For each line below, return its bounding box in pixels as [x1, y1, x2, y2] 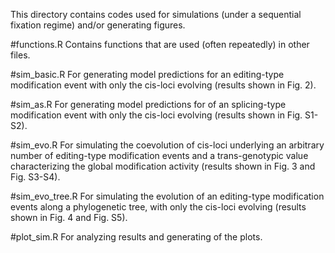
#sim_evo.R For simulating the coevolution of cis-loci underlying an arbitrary [10, 139, 325, 151]
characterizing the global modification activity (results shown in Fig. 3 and [10, 160, 316, 172]
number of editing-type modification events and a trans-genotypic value [10, 150, 309, 161]
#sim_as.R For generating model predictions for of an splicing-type [10, 99, 287, 110]
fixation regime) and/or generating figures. [10, 19, 186, 31]
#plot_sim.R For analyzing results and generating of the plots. [10, 231, 263, 243]
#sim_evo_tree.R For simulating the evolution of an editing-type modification [10, 190, 325, 202]
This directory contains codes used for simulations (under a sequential [10, 9, 302, 20]
